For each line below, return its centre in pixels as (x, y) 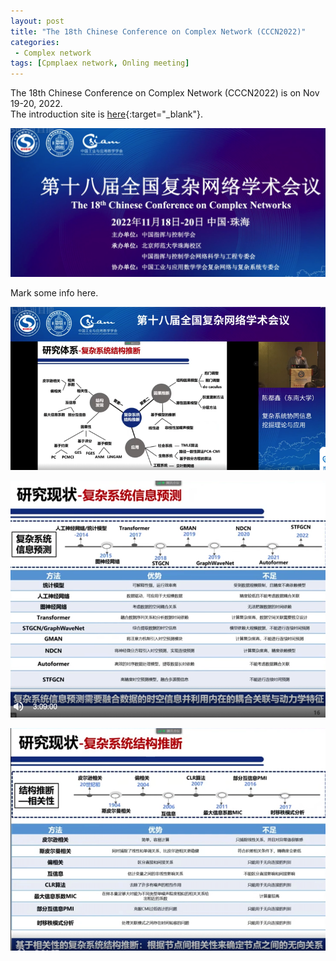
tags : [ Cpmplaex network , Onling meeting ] (100, 63)
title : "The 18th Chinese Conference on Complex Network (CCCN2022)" (158, 31)
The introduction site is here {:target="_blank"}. (107, 114)
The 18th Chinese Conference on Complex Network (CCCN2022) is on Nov (165, 93)
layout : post (37, 21)
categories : (35, 42)
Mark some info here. (54, 293)
